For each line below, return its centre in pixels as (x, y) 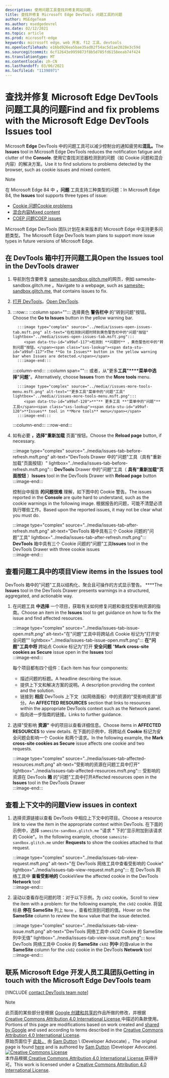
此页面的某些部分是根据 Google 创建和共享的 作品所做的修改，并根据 (76, 1013)
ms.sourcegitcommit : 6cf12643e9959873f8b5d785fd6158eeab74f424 (73, 52)
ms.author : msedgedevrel (31, 24)
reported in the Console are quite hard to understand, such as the (81, 497)
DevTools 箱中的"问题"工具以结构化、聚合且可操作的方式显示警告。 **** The (84, 585)
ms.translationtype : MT (30, 57)
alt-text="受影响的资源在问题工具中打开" (98, 764)
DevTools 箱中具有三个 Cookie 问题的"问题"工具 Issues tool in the (80, 544)
